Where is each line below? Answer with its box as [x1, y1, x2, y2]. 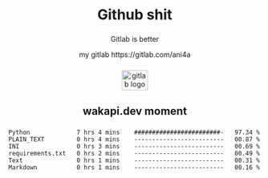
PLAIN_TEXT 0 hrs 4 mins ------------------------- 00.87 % [8, 136, 261, 144]
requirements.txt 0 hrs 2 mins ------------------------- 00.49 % [8, 150, 261, 158]
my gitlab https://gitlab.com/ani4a [79, 50, 191, 59]
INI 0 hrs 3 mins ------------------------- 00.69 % [8, 143, 261, 151]
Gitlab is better [110, 34, 160, 44]
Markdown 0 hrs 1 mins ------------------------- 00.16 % [8, 164, 261, 172]
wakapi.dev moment [83, 104, 187, 118]
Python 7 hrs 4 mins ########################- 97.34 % [8, 128, 261, 137]
